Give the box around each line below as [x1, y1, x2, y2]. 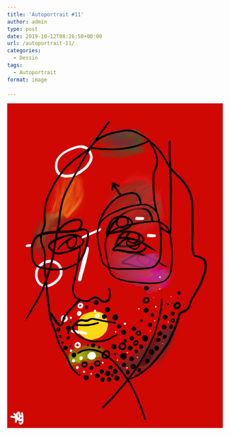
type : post [7, 25, 38, 32]
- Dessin [13, 55, 38, 62]
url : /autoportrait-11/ [7, 40, 75, 47]
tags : [7, 62, 23, 69]
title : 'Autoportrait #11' [7, 11, 84, 18]
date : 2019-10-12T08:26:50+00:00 [7, 33, 103, 40]
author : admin [7, 18, 48, 25]
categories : [7, 47, 41, 54]
